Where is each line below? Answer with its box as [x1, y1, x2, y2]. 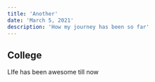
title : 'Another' [7, 10, 58, 18]
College [7, 49, 42, 61]
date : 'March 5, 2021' [7, 17, 74, 24]
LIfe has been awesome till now [7, 68, 99, 76]
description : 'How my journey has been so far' [7, 23, 150, 30]
